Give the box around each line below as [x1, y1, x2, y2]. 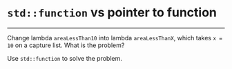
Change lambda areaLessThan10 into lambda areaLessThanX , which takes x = [7, 33, 223, 42]
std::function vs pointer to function [7, 5, 217, 20]
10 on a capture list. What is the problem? [7, 41, 125, 49]
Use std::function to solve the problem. [7, 54, 123, 62]
